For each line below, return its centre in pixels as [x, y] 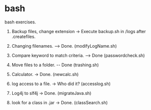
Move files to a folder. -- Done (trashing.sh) [55, 65]
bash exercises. [20, 22]
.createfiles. [24, 37]
